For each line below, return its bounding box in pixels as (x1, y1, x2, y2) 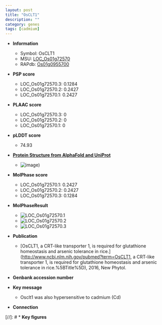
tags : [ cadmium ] (5, 27, 40, 32)
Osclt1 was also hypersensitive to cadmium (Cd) (20, 294, 121, 301)
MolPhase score (12, 172, 48, 178)
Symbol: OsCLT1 (20, 51, 55, 57)
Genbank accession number (12, 274, 74, 281)
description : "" (5, 17, 40, 22)
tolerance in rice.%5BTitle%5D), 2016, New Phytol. (20, 265, 126, 271)
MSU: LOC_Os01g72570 (20, 56, 70, 62)
